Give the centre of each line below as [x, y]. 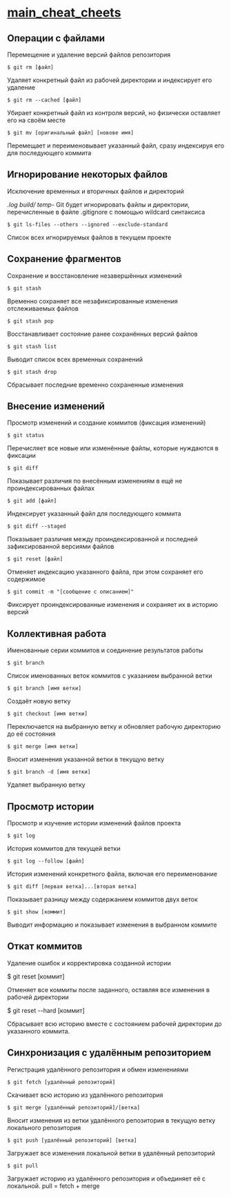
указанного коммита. [39, 1031]
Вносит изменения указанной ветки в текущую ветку [86, 759]
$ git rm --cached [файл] [44, 100]
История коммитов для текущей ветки [64, 849]
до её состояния [32, 734]
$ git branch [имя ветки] [44, 688]
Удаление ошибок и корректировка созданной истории [89, 963]
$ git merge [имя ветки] [43, 747]
